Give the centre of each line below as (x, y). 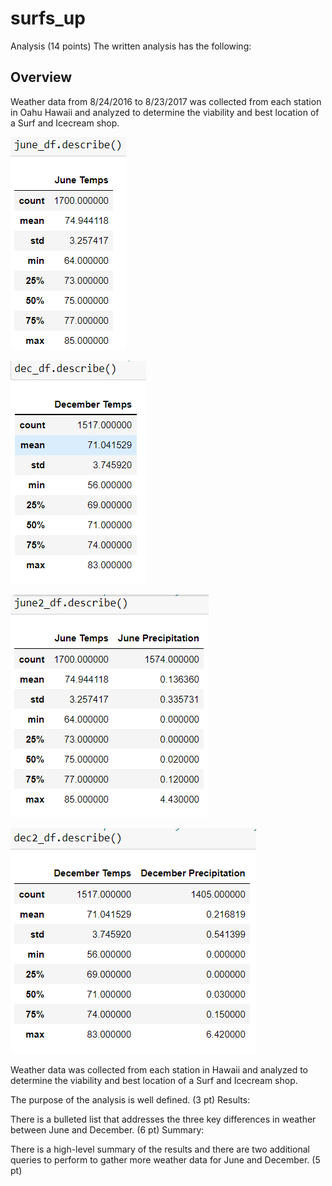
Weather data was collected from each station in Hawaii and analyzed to (159, 1069)
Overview (41, 77)
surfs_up (48, 18)
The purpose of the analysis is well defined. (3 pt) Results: (130, 1099)
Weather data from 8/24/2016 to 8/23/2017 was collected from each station (166, 101)
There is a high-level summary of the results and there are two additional (160, 1149)
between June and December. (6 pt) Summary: (107, 1129)
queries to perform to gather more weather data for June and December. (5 (165, 1159)
